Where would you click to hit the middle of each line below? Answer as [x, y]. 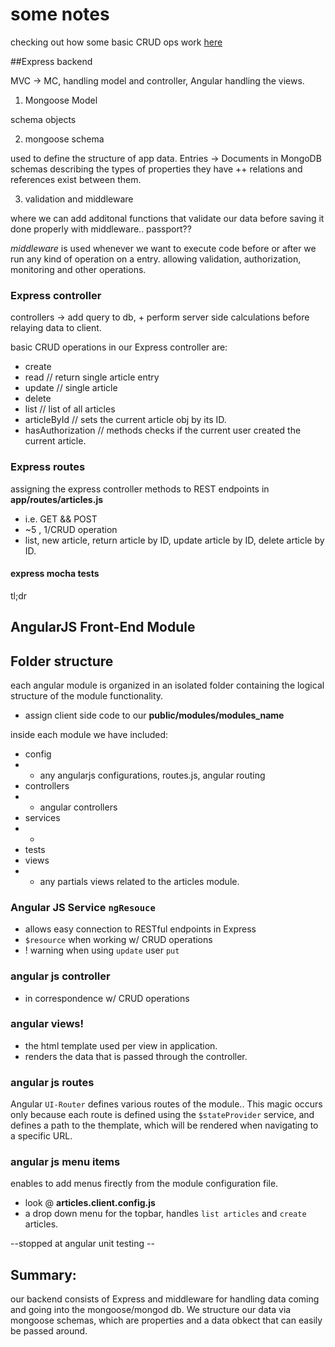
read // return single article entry [92, 377]
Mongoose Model [61, 100]
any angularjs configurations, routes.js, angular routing [152, 775]
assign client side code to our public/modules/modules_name [154, 715]
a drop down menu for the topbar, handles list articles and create [165, 1214]
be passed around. [49, 1331]
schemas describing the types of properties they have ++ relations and [156, 169]
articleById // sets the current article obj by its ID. [125, 420]
